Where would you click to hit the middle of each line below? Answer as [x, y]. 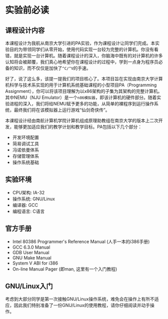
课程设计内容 [25, 30]
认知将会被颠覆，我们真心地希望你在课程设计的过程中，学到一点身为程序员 [82, 62]
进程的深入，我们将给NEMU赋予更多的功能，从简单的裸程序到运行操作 [82, 104]
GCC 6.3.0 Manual [31, 247]
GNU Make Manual [32, 258]
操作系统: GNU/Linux [33, 199]
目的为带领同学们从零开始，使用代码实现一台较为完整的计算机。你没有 [81, 49]
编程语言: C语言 [28, 211]
